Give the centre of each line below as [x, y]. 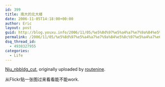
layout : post [18, 28]
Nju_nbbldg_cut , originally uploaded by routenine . [55, 69]
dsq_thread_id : [21, 42]
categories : [17, 51]
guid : [11, 32]
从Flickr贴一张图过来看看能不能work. [42, 80]
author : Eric [18, 23]
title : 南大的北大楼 [24, 14]
